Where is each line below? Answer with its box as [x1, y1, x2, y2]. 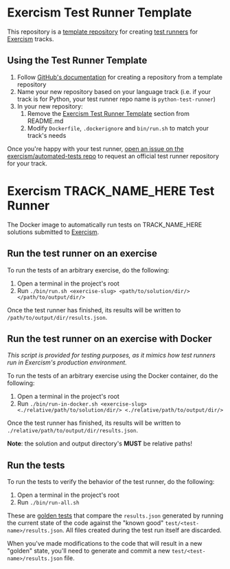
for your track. [7, 159, 48, 167]
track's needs [27, 131, 67, 139]
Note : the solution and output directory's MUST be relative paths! [7, 439, 192, 448]
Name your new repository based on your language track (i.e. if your [16, 87, 211, 95]
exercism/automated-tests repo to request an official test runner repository [7, 152, 220, 160]
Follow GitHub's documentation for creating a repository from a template [16, 73, 223, 81]
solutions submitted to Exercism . [7, 228, 100, 236]
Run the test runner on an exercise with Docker [7, 333, 212, 345]
